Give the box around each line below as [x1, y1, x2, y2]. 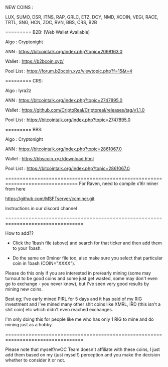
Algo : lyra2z [5, 87, 32, 94]
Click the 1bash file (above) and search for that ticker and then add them [12, 240, 162, 246]
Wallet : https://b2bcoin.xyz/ [5, 58, 64, 64]
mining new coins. [5, 286, 43, 292]
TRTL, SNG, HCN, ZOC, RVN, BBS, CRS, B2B [5, 20, 97, 25]
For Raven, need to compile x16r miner [79, 180, 158, 187]
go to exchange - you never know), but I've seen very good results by [5, 281, 149, 287]
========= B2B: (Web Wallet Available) [5, 29, 90, 35]
